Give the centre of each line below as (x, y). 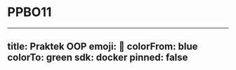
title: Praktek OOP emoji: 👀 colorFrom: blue (103, 47)
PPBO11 (29, 12)
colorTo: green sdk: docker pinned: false (98, 58)
